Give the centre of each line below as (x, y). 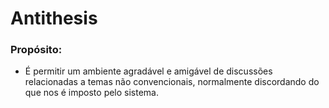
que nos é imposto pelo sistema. (92, 93)
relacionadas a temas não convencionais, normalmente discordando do (172, 82)
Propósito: (36, 50)
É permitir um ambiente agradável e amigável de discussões (148, 71)
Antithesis (54, 18)
